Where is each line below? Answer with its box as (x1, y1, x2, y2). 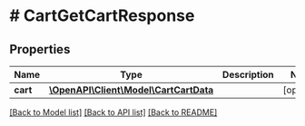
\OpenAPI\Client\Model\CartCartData (48, 83, 214, 96)
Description (221, 69, 274, 81)
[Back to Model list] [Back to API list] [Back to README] (9, 107, 218, 118)
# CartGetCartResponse (9, 5, 195, 26)
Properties (9, 42, 71, 57)
